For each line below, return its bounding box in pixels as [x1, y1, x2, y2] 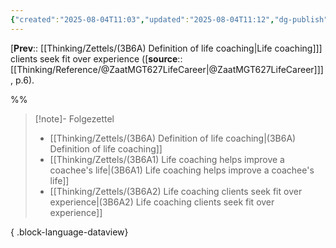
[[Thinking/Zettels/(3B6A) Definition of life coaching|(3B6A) [49, 132, 297, 144]
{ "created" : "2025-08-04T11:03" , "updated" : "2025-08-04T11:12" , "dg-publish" [10, 14, 329, 25]
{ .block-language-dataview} [10, 226, 129, 238]
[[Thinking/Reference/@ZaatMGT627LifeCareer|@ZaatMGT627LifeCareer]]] [10, 63, 324, 75]
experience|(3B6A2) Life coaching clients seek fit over [49, 196, 275, 208]
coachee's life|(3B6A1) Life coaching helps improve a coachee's [49, 164, 315, 176]
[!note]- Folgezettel [34, 112, 115, 125]
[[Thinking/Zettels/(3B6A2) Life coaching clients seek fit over [49, 185, 303, 197]
